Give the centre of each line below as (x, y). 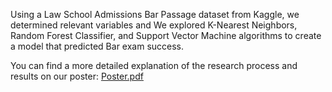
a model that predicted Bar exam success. (97, 46)
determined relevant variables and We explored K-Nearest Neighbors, (154, 25)
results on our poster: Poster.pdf (77, 76)
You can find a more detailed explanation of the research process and (154, 65)
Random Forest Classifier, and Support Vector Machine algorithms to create (166, 35)
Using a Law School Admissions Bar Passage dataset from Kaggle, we (155, 14)
